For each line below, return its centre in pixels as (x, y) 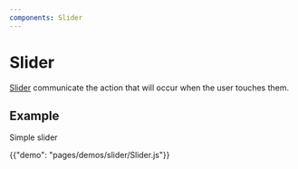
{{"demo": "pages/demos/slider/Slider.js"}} (90, 155)
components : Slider (46, 18)
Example (34, 115)
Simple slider (34, 137)
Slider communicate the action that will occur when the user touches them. (149, 88)
